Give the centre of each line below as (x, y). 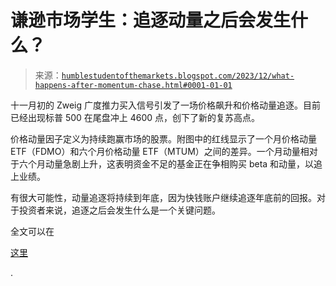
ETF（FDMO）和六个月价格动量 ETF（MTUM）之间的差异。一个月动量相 (160, 151)
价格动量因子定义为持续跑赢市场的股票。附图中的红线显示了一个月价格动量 (163, 138)
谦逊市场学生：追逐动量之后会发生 (151, 20)
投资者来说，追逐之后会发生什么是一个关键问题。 (119, 210)
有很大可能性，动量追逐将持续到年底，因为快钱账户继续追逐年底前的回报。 (163, 197)
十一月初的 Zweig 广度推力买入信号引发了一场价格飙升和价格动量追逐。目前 (166, 105)
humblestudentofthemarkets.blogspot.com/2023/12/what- (178, 76)
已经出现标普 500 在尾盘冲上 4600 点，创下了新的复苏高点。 (135, 117)
